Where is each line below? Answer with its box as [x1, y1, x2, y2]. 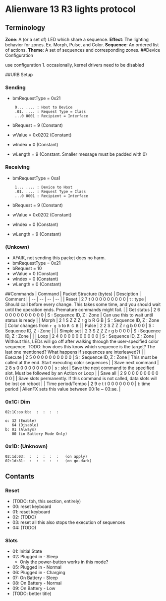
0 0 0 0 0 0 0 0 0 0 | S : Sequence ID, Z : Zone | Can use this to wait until [5, 312, 154, 318]
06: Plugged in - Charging [12, 570, 65, 576]
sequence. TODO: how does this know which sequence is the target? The [5, 343, 155, 349]
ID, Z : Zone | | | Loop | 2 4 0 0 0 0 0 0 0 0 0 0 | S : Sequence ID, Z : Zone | [5, 333, 157, 339]
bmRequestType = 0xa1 [12, 175, 60, 181]
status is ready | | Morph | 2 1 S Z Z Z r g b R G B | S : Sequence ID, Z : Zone [5, 317, 160, 323]
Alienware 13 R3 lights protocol [5, 3, 136, 15]
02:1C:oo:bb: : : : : [5, 409, 58, 415]
